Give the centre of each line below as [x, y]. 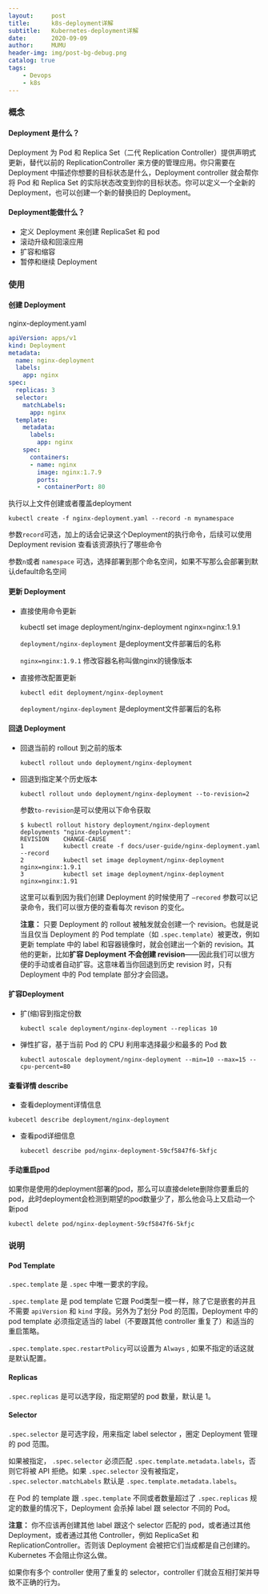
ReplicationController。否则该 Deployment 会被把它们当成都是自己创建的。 [131, 1545]
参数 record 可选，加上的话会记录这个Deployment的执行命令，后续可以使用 [130, 535]
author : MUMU [37, 46]
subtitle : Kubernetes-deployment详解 [74, 30]
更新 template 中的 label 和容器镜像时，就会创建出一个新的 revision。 [134, 944]
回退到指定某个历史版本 [58, 779]
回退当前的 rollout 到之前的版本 [71, 747]
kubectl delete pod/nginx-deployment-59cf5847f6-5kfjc [102, 1224]
